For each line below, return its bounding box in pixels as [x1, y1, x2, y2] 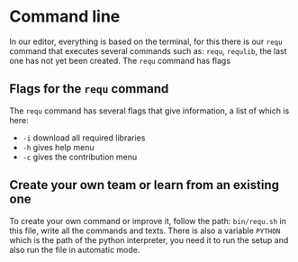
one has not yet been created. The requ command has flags [9, 55, 231, 66]
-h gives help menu [22, 141, 95, 152]
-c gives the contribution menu [22, 151, 138, 162]
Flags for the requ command [9, 81, 169, 96]
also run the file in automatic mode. [9, 244, 140, 255]
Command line [9, 6, 121, 27]
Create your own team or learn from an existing [9, 177, 280, 193]
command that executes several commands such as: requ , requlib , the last [9, 45, 287, 56]
